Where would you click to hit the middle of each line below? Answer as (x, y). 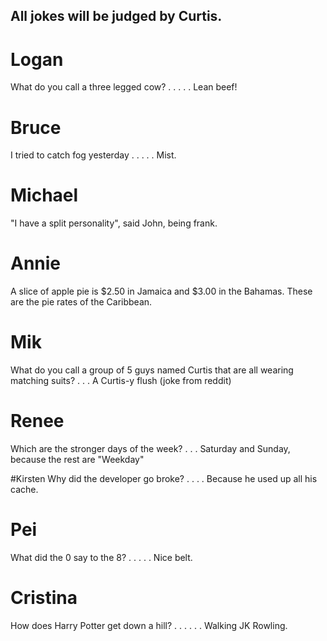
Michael (44, 195)
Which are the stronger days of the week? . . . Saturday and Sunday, (150, 449)
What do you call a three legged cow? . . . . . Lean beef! (124, 87)
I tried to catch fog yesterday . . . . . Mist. (93, 155)
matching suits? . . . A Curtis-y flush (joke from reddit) (121, 381)
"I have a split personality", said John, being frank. (114, 223)
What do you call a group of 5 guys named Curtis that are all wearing (152, 370)
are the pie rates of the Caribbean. (81, 302)
